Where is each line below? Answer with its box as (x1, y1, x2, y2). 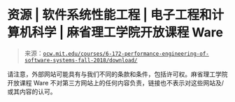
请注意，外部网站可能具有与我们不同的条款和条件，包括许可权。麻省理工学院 (7, 70, 228, 78)
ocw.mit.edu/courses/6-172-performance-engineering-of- (43, 50, 210, 57)
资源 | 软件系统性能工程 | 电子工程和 (7, 7, 212, 23)
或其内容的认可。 (7, 87, 57, 96)
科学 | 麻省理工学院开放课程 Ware (31, 24, 224, 41)
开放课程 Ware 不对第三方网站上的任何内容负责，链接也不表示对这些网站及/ (7, 78, 225, 87)
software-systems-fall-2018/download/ (24, 57, 138, 64)
